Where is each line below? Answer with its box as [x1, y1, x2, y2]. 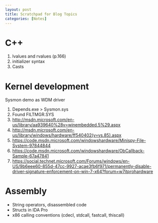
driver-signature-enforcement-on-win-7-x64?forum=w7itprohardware [12, 169, 154, 175]
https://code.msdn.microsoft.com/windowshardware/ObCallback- [12, 148, 145, 154]
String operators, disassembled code [12, 202, 87, 208]
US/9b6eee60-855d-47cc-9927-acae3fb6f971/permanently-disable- [12, 163, 152, 169]
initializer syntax [12, 59, 45, 64]
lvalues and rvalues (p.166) [12, 53, 66, 59]
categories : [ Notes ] [5, 16, 47, 21]
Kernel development [5, 81, 89, 92]
